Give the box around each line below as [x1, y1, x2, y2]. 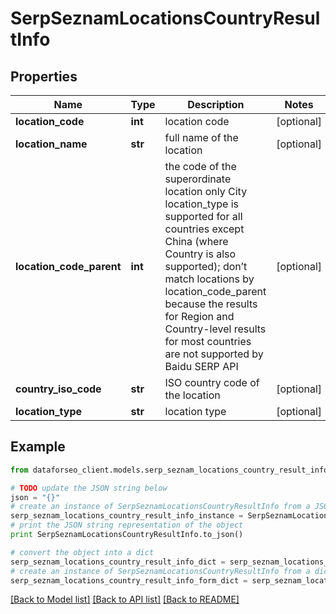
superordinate [164, 172, 232, 186]
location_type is [164, 197, 240, 211]
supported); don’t [164, 260, 248, 273]
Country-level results [164, 322, 267, 336]
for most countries [164, 335, 252, 348]
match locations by [164, 272, 255, 286]
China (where [164, 235, 229, 248]
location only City [164, 185, 248, 198]
